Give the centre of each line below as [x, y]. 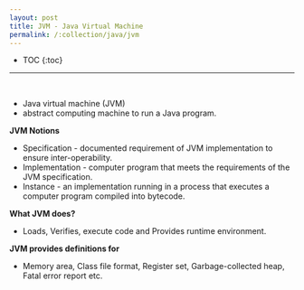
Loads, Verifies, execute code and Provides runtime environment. [144, 231]
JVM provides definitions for [65, 248]
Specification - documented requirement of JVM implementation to [147, 148]
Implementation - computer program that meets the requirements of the [156, 167]
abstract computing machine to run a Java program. [119, 113]
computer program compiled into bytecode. [104, 196]
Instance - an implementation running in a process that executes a [146, 187]
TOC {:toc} [43, 61]
